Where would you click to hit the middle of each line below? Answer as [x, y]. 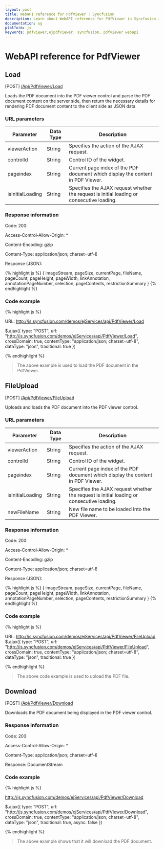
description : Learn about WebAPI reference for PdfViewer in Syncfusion [81, 19]
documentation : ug [24, 23]
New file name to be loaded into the [110, 509]
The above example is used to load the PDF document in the [78, 365]
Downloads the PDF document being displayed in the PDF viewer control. [79, 713]
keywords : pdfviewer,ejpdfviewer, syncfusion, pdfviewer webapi [72, 32]
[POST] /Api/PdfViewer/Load [34, 86]
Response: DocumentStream [34, 764]
